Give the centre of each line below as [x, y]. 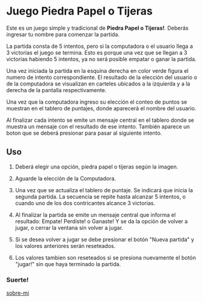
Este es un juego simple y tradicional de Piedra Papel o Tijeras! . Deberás [98, 28]
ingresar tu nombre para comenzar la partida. [63, 34]
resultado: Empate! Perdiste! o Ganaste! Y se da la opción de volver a [101, 221]
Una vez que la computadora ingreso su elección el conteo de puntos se [97, 102]
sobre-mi [18, 293]
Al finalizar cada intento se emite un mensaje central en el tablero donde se [100, 120]
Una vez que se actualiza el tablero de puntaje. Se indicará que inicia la [104, 190]
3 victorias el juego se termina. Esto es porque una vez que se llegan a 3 [97, 52]
